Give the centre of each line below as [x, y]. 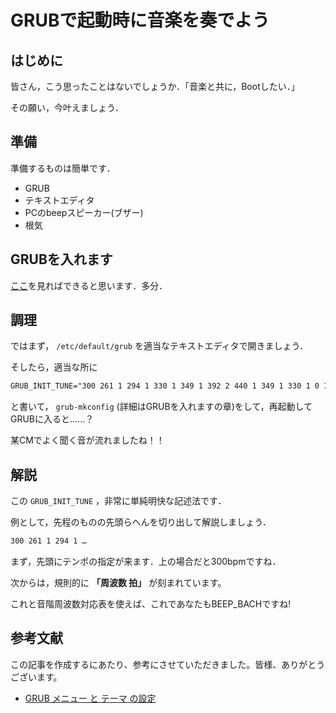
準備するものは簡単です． [63, 168]
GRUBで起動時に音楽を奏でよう [140, 20]
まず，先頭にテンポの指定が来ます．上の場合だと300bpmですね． [146, 561]
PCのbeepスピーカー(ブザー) [84, 212]
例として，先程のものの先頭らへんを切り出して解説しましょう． [141, 522]
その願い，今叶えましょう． [67, 107]
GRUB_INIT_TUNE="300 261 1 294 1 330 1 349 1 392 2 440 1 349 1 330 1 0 [165, 386]
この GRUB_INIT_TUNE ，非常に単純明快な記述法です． [118, 501]
